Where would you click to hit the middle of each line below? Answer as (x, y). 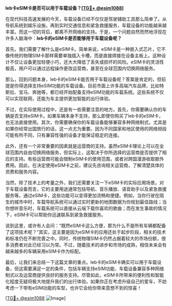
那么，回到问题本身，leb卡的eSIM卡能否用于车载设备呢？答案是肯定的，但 (83, 79)
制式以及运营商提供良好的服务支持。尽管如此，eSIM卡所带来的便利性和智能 (85, 275)
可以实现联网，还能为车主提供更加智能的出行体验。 (59, 99)
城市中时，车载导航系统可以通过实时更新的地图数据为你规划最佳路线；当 (90, 202)
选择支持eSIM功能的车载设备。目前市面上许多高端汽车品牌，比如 (91, 86)
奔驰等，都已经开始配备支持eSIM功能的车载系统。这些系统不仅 (98, 92)
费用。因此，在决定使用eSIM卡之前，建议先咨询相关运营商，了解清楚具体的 (85, 165)
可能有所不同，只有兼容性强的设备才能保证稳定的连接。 (63, 135)
